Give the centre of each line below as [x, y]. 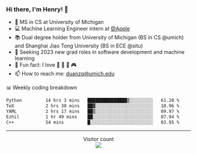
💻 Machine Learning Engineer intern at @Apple [72, 29]
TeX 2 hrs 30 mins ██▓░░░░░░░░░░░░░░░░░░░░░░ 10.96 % [93, 106]
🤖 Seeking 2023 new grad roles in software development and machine [99, 52]
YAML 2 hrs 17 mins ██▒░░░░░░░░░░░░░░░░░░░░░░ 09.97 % [93, 112]
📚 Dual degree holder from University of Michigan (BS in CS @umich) [99, 37]
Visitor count [98, 139]
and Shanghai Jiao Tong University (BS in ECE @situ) [79, 46]
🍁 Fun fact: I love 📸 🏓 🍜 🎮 [46, 65]
